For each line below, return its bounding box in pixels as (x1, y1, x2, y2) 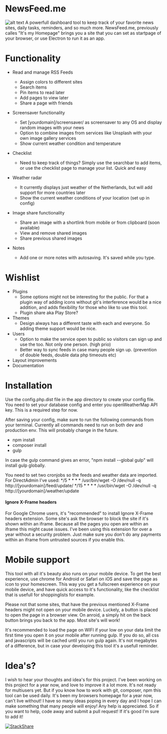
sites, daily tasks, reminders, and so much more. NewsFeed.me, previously (5, 24, 159, 30)
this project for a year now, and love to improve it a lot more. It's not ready (5, 682, 157, 688)
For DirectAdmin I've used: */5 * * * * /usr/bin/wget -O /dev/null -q (5, 477, 141, 483)
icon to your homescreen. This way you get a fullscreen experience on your (5, 581, 160, 587)
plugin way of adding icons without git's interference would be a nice (19, 299, 162, 305)
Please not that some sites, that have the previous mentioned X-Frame (5, 601, 149, 607)
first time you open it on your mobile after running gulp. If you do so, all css (5, 632, 159, 638)
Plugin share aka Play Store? (19, 310, 79, 315)
